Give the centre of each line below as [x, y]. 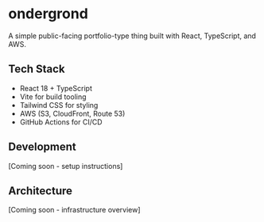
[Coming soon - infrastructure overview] [74, 210]
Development [43, 147]
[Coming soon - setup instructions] [66, 166]
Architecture [41, 191]
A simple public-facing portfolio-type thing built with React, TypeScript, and [132, 36]
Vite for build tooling [53, 97]
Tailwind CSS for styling [59, 105]
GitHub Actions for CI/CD [61, 122]
